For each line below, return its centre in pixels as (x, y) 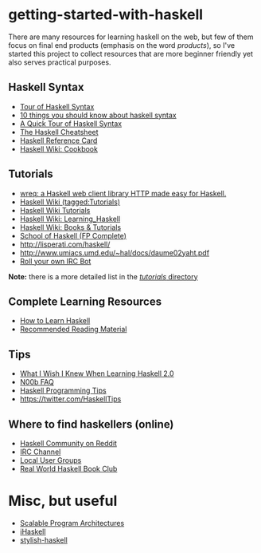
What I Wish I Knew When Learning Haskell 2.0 (97, 373)
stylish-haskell (43, 539)
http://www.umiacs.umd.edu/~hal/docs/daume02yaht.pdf (114, 252)
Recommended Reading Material (73, 330)
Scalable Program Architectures (72, 523)
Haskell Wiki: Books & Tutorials (70, 227)
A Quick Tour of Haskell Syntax (70, 123)
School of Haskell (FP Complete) (73, 235)
